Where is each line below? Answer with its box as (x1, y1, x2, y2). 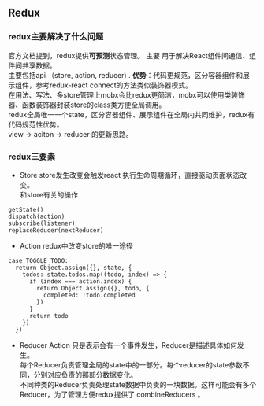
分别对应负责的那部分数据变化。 (33, 370, 138, 379)
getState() (8, 205, 44, 213)
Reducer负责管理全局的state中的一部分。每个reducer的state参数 (33, 360, 243, 369)
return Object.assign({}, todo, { (36, 284, 150, 292)
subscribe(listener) (8, 220, 76, 227)
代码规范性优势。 (8, 120, 64, 129)
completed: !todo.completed (43, 291, 136, 299)
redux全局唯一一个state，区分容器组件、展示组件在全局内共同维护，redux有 (8, 109, 255, 119)
